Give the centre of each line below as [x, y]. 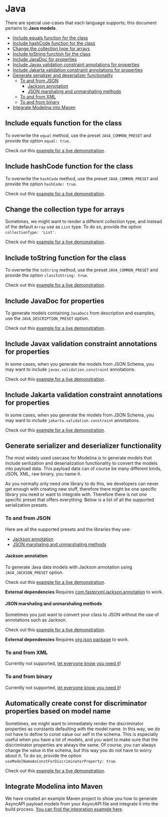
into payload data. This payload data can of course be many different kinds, [83, 468]
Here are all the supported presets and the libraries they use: [68, 529]
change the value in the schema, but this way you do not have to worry [78, 750]
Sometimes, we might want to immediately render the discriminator [74, 723]
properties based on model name [58, 711]
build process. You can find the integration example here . [64, 809]
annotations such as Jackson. [36, 620]
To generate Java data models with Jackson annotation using [69, 567]
